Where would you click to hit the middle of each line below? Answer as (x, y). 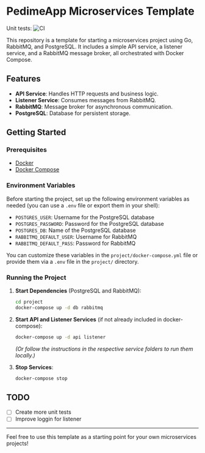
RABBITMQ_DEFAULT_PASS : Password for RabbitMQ (75, 243)
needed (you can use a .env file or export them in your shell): (83, 205)
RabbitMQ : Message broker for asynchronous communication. (94, 107)
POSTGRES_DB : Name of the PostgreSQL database (75, 230)
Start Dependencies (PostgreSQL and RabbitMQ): (78, 291)
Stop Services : (34, 367)
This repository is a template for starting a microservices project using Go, (100, 40)
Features (23, 79)
